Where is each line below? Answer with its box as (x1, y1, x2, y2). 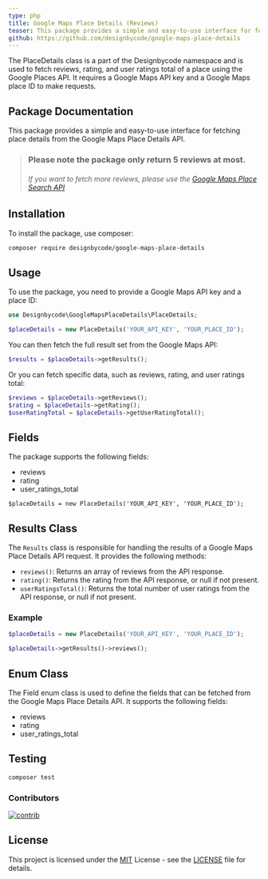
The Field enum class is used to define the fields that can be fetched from (8, 688, 251, 698)
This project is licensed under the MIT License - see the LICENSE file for (8, 854, 246, 864)
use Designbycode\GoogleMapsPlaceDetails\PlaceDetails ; (8, 311, 198, 320)
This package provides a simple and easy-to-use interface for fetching (8, 125, 241, 136)
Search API (27, 182, 65, 192)
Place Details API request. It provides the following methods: (8, 551, 207, 561)
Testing (8, 752, 47, 766)
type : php (8, 11, 41, 20)
